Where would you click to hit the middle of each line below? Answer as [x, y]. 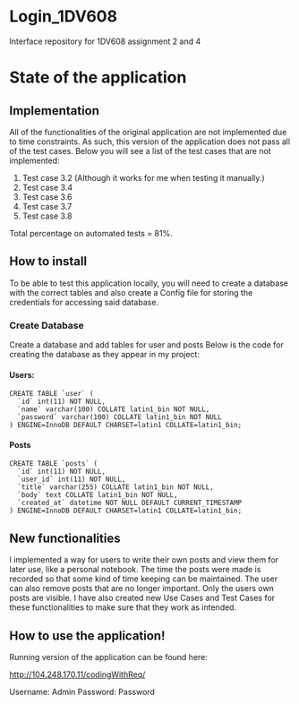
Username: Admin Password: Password [82, 692]
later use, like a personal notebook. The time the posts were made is [135, 570]
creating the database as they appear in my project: [104, 355]
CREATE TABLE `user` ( [51, 394]
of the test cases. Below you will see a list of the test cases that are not [140, 150]
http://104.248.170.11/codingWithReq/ [77, 674]
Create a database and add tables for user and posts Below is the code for [146, 345]
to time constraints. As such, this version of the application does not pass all [150, 142]
